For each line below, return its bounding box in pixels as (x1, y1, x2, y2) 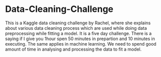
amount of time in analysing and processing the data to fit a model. (5, 46, 142, 52)
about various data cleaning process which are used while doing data (5, 25, 147, 31)
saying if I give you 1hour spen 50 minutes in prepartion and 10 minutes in (5, 36, 155, 42)
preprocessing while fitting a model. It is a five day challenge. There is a (5, 30, 152, 36)
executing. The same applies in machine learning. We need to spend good (5, 41, 157, 47)
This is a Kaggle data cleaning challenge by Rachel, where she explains (5, 20, 151, 26)
